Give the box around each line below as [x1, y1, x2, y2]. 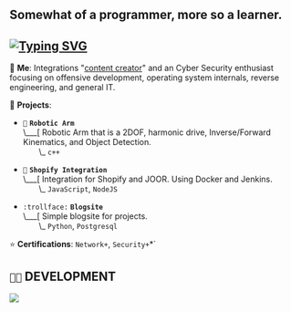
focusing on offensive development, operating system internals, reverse [9, 72, 280, 83]
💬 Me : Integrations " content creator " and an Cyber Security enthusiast [9, 63, 274, 74]
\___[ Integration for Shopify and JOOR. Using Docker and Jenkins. [22, 173, 274, 185]
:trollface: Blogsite [22, 203, 103, 213]
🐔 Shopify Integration [22, 166, 108, 175]
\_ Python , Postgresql [38, 221, 119, 232]
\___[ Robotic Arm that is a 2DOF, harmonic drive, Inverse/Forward [22, 127, 272, 138]
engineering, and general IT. [9, 82, 116, 93]
